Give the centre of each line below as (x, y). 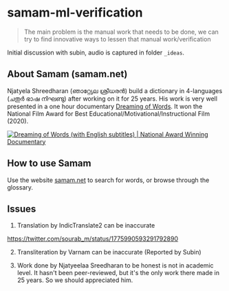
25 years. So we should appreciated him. (75, 280)
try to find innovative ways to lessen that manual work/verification (117, 39)
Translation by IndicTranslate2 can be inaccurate (86, 225)
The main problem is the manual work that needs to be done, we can (121, 32)
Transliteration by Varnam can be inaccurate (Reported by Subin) (109, 252)
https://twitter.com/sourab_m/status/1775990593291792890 (93, 239)
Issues (22, 209)
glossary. (20, 187)
